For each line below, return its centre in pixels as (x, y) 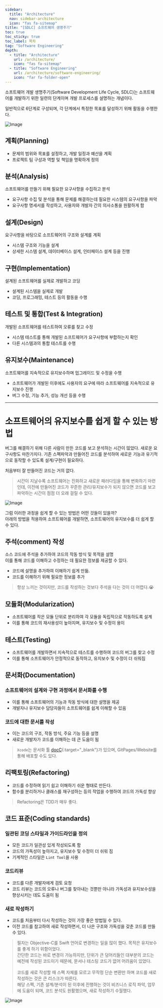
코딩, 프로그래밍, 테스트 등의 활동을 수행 (49, 297)
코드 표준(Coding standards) (48, 819)
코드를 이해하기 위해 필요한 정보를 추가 (48, 577)
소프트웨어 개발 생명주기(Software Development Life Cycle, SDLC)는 (72, 92)
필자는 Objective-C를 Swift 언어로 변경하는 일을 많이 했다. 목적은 (79, 943)
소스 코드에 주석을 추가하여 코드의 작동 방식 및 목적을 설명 (59, 554)
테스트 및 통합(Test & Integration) (54, 314)
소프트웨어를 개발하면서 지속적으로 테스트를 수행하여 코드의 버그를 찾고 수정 (83, 652)
